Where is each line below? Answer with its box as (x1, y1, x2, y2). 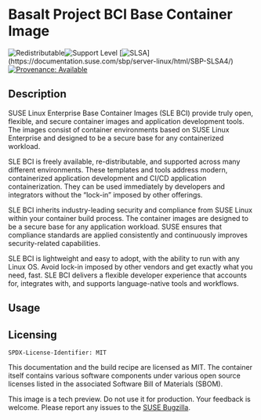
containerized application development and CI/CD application (8, 173, 207, 183)
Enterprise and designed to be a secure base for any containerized (8, 133, 224, 143)
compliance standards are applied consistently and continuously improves (8, 230, 248, 240)
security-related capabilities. (8, 238, 100, 248)
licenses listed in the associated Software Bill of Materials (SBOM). (8, 378, 223, 389)
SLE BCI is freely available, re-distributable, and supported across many (8, 157, 241, 166)
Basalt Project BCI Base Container (8, 5, 233, 24)
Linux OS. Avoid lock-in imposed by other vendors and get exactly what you (8, 262, 253, 271)
